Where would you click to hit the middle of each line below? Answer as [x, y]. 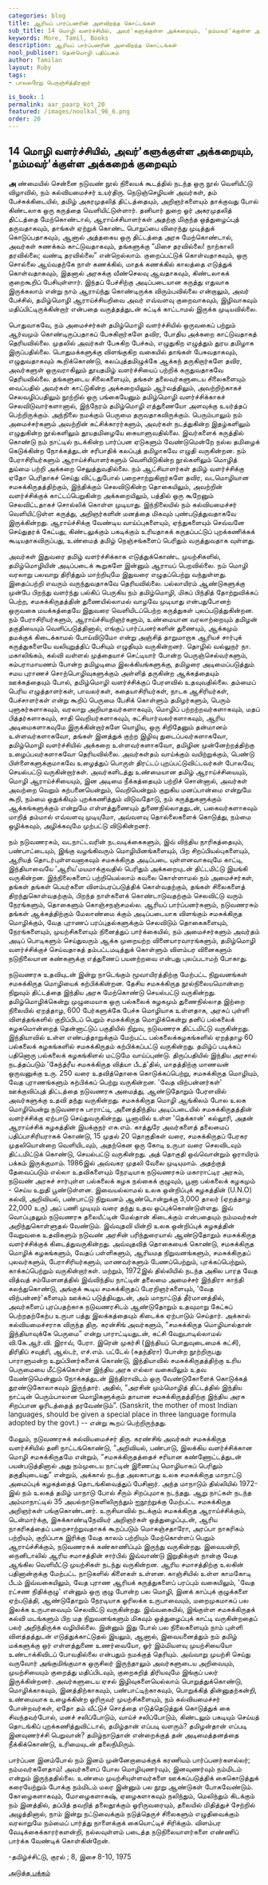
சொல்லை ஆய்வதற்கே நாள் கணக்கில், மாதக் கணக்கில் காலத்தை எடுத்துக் [120, 263]
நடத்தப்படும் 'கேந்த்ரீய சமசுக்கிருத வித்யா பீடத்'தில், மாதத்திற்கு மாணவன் [118, 1064]
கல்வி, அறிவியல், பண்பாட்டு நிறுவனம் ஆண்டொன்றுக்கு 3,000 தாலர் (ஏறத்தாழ [130, 1199]
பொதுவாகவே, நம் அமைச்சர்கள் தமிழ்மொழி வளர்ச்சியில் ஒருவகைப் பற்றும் [122, 325]
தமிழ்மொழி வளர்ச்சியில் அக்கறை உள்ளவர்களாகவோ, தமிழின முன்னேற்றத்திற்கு [132, 745]
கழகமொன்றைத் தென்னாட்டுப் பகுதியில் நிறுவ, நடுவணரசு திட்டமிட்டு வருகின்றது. [129, 1028]
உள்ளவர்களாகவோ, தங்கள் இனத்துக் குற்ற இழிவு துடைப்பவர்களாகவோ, [118, 736]
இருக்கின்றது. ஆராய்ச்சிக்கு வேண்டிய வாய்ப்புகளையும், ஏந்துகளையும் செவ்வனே [126, 522]
